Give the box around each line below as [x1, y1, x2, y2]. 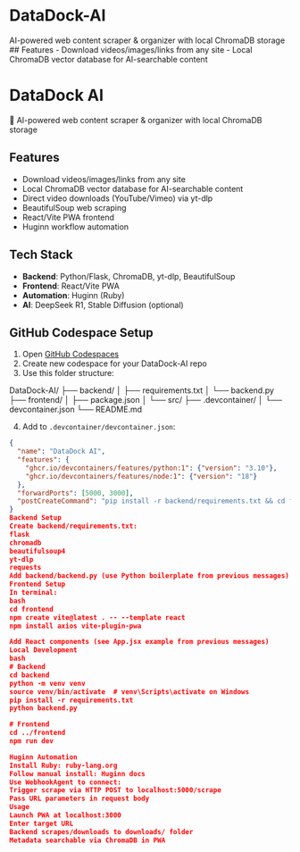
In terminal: [9, 589, 58, 597]
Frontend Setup [9, 580, 66, 589]
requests [9, 564, 42, 572]
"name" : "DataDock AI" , [17, 447, 105, 456]
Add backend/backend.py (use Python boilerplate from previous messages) [9, 572, 290, 581]
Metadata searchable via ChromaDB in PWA [9, 836, 166, 845]
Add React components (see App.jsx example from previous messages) [9, 638, 270, 647]
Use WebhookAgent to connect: [9, 778, 122, 787]
